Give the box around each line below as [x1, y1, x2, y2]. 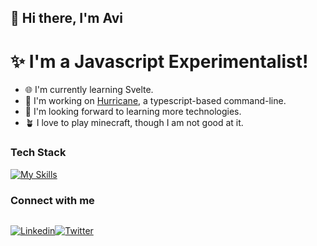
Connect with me [10, 193, 95, 207]
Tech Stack [10, 146, 67, 160]
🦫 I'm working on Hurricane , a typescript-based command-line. [24, 95, 287, 107]
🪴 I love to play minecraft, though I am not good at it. [24, 117, 244, 129]
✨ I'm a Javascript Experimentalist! [10, 50, 309, 73]
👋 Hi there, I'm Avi [10, 10, 124, 27]
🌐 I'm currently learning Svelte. [24, 84, 154, 96]
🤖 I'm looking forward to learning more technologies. [24, 106, 242, 118]
